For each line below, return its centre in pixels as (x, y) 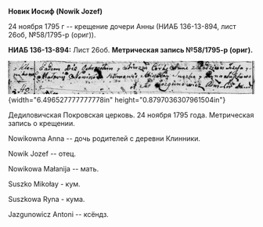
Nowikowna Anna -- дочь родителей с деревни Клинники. (104, 138)
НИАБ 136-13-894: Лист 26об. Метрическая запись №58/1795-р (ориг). (130, 50)
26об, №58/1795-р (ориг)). (52, 35)
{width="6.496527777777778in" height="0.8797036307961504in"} (117, 99)
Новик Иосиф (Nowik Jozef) (56, 11)
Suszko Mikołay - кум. (44, 184)
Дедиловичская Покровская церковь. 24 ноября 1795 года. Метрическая (131, 115)
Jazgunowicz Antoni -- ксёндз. (59, 214)
